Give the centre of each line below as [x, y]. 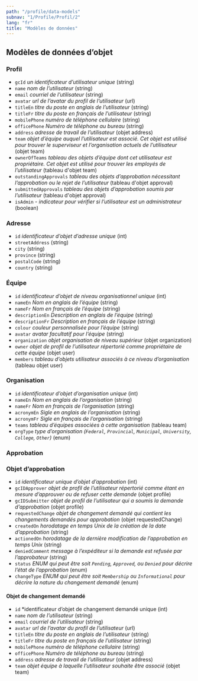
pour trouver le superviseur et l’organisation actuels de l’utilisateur [96, 145]
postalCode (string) [38, 261]
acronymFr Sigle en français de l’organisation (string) [79, 418]
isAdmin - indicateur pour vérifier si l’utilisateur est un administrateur [98, 202]
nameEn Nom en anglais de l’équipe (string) [66, 302]
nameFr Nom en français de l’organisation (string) [74, 406]
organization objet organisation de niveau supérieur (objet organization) [103, 340]
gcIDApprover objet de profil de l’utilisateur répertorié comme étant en [99, 488]
